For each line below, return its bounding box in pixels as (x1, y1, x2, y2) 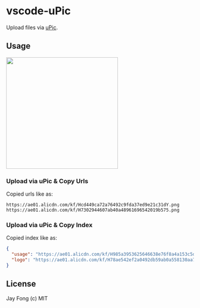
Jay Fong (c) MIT (6, 294, 48, 301)
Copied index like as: (6, 234, 58, 241)
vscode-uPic (6, 4, 71, 18)
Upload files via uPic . (6, 24, 58, 31)
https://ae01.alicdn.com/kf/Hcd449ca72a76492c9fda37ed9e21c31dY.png (6, 202, 180, 208)
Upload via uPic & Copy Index (6, 221, 93, 229)
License (6, 279, 36, 289)
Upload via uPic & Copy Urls (6, 177, 89, 185)
